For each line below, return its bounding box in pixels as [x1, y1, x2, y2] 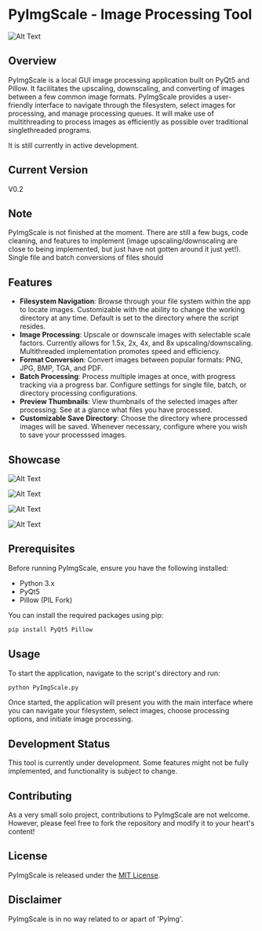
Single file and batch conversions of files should [8, 253, 164, 263]
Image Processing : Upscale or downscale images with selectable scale [19, 330, 251, 340]
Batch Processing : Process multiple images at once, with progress [19, 372, 236, 381]
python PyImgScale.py [8, 683, 79, 691]
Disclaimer [8, 893, 62, 907]
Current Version [8, 164, 89, 177]
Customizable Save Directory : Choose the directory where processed [19, 414, 248, 423]
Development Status [8, 737, 111, 750]
